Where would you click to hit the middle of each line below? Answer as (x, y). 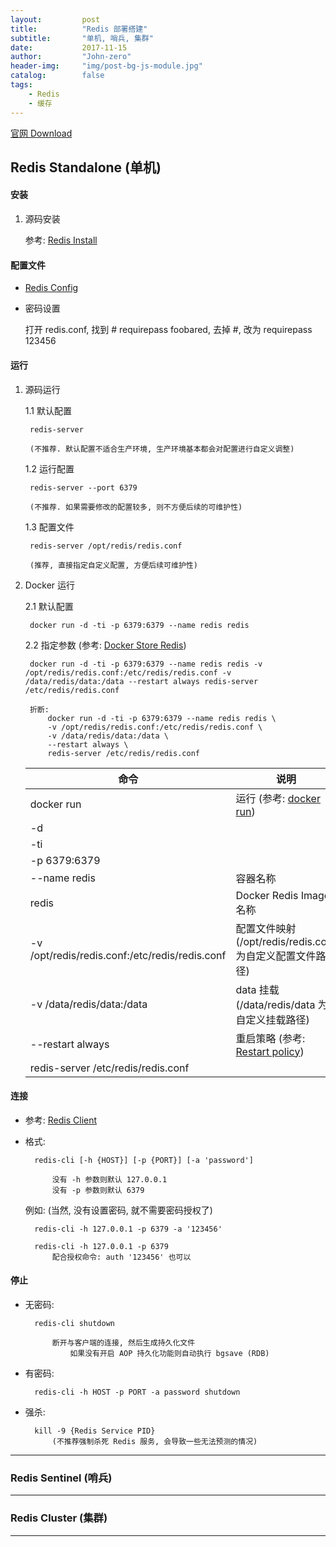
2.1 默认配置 (49, 606)
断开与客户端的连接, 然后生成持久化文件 (123, 1342)
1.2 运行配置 (49, 468)
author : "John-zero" (71, 57)
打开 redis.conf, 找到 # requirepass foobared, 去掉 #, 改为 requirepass (168, 330)
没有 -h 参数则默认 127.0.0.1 (109, 1179)
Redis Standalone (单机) (86, 167)
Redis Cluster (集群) (59, 1518)
